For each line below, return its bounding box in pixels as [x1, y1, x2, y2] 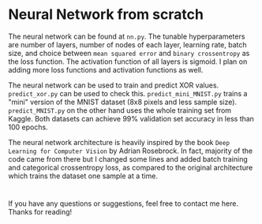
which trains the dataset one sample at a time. [8, 171, 158, 181]
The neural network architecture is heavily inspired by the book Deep [8, 137, 230, 147]
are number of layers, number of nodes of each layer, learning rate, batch [8, 39, 247, 49]
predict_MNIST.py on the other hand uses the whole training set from [8, 105, 231, 115]
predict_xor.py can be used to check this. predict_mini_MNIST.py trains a [8, 88, 248, 98]
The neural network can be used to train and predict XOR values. [8, 80, 219, 90]
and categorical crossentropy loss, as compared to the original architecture [8, 162, 253, 172]
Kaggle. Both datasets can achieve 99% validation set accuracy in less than [8, 114, 255, 123]
